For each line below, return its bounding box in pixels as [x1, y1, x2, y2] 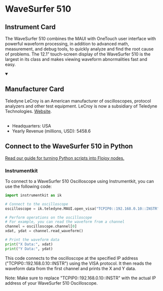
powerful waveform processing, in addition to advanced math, [5, 41, 130, 47]
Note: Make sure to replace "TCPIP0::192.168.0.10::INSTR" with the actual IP [5, 275, 156, 281]
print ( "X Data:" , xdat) [5, 242, 53, 247]
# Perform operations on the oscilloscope [5, 215, 92, 220]
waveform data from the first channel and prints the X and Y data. [5, 265, 136, 271]
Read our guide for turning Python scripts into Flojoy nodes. [5, 155, 125, 161]
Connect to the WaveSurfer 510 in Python [5, 142, 133, 150]
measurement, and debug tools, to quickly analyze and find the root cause [5, 46, 154, 52]
